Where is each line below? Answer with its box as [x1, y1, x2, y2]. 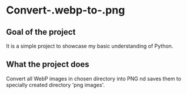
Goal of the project [6, 27, 76, 37]
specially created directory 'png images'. [6, 81, 105, 88]
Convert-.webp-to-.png [6, 4, 125, 17]
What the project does [6, 59, 89, 69]
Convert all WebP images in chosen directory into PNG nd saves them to [6, 75, 181, 82]
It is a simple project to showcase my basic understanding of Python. [6, 42, 173, 49]
